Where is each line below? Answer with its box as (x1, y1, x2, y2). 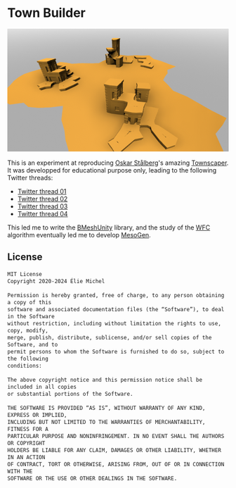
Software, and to (7, 341, 58, 348)
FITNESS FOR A (7, 425, 49, 432)
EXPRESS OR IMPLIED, (7, 411, 68, 418)
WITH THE (7, 468, 33, 475)
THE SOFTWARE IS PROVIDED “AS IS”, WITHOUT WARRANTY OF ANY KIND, (7, 404, 206, 411)
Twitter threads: (7, 174, 53, 182)
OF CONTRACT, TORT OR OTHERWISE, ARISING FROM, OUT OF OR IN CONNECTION (7, 461, 225, 468)
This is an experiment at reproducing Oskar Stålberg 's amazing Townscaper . (7, 158, 229, 167)
